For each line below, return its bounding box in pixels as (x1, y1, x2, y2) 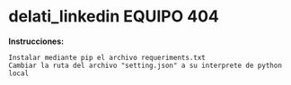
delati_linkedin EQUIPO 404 (8, 6, 219, 27)
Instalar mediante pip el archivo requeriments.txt (8, 53, 206, 62)
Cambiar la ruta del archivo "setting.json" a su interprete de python (8, 61, 282, 70)
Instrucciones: (8, 36, 65, 47)
